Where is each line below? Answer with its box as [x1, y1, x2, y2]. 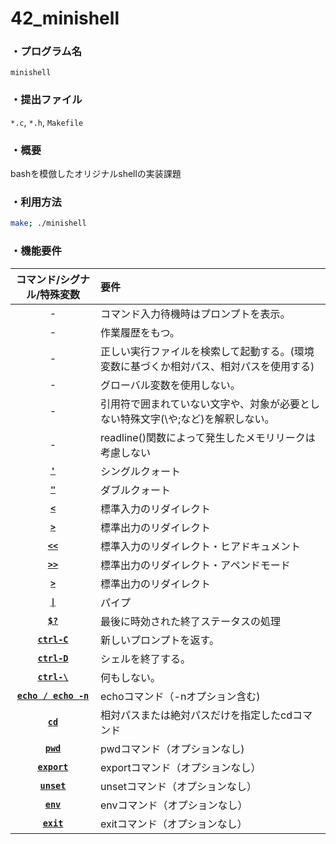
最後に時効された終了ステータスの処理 [100, 614, 282, 628]
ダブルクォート [100, 483, 172, 497]
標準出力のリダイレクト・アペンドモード [100, 558, 291, 572]
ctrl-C [37, 633, 69, 645]
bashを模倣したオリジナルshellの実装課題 [10, 168, 182, 180]
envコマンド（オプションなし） [100, 798, 248, 812]
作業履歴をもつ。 [100, 325, 180, 339]
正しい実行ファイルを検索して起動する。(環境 [100, 344, 315, 358]
